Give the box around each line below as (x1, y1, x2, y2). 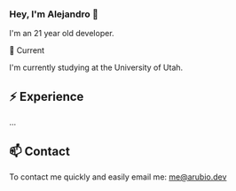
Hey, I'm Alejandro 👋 (9, 8, 99, 20)
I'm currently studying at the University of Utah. (9, 62, 184, 73)
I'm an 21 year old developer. (9, 28, 114, 39)
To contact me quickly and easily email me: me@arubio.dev (9, 172, 227, 182)
